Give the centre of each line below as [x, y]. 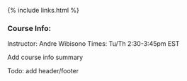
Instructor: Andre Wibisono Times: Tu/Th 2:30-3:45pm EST [93, 44]
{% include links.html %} [43, 10]
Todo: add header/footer [43, 71]
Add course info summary [45, 57]
